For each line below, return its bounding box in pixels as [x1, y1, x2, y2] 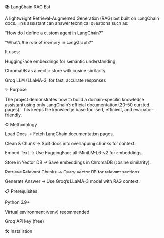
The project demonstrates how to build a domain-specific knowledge [5, 97, 144, 102]
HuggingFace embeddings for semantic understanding [5, 58, 116, 64]
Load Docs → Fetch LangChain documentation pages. [5, 131, 114, 137]
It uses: [5, 49, 20, 55]
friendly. [5, 112, 22, 118]
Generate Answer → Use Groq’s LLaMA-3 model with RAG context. [5, 178, 140, 184]
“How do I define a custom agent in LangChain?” [5, 30, 103, 36]
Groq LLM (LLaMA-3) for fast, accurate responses [5, 77, 106, 83]
